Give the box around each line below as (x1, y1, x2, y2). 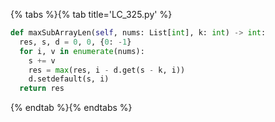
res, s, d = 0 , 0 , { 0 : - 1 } (19, 37, 132, 47)
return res (19, 84, 65, 94)
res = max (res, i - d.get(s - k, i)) (28, 65, 186, 75)
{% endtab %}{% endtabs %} (10, 102, 133, 114)
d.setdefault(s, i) (28, 74, 110, 84)
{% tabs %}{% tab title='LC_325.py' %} (10, 9, 173, 20)
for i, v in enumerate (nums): (19, 46, 145, 56)
